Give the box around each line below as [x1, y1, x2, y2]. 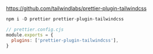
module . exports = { [6, 32, 54, 38]
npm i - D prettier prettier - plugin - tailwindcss [6, 16, 124, 22]
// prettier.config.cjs [6, 26, 64, 33]
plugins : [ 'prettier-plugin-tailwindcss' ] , [11, 37, 119, 43]
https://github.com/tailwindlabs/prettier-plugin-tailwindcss [6, 5, 147, 12]
